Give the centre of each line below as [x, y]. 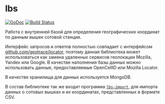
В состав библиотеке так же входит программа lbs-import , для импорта [82, 86]
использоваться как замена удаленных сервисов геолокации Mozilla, [79, 57]
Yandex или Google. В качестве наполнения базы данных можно [73, 62]
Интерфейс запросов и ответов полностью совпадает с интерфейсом [79, 46]
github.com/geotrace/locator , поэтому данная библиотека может [73, 52]
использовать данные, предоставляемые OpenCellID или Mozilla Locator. [82, 68]
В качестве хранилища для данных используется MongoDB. [68, 77]
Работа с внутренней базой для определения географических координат [82, 32]
